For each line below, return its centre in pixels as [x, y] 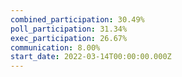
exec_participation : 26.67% [69, 38]
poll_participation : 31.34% [69, 29]
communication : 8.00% [55, 47]
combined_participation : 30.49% [77, 19]
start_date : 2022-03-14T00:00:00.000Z [91, 57]
